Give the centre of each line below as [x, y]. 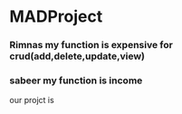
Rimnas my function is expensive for [91, 45]
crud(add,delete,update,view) [77, 56]
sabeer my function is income [76, 81]
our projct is [32, 100]
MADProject [56, 17]
